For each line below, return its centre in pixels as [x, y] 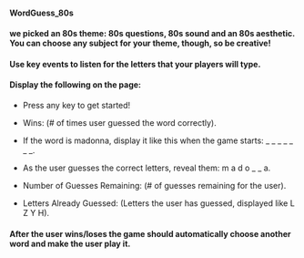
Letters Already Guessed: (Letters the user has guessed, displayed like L [159, 203]
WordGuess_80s [42, 13]
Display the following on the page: [76, 85]
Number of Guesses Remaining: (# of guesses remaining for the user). [154, 185]
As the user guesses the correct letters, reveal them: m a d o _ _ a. [147, 168]
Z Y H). [36, 212]
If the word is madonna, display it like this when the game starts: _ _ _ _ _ [158, 140]
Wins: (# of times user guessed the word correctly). [119, 122]
